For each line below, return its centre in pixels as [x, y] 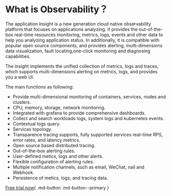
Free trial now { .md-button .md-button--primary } [57, 187]
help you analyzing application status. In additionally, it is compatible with [82, 40]
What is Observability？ [57, 9]
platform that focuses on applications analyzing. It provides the [71, 29]
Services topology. [32, 129]
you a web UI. [20, 77]
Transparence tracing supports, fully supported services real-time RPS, [88, 134]
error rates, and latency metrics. [46, 140]
